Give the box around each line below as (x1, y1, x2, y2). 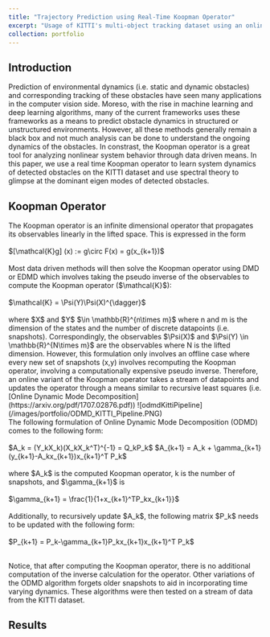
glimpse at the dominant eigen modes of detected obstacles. (8, 176, 210, 186)
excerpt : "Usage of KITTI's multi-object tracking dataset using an (8, 21, 243, 30)
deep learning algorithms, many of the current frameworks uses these (8, 108, 240, 117)
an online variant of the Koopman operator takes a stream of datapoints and (8, 375, 260, 384)
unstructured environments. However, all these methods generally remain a (8, 125, 257, 134)
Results (8, 619, 47, 632)
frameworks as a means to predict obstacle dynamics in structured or (8, 117, 239, 126)
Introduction (8, 60, 72, 74)
